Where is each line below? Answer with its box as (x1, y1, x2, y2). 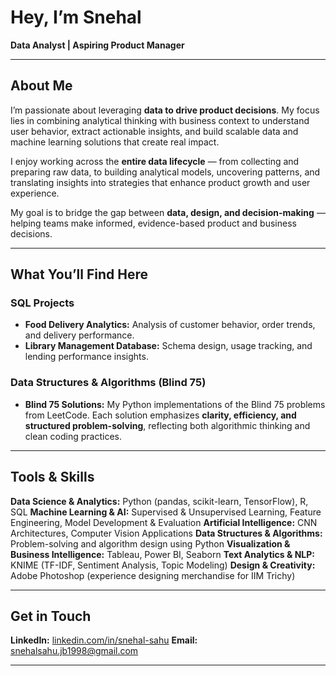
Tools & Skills (10, 469, 95, 486)
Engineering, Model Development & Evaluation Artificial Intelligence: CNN (10, 516, 318, 528)
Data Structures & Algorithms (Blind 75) (10, 376, 207, 390)
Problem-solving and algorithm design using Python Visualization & (10, 537, 291, 550)
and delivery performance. (24, 329, 135, 341)
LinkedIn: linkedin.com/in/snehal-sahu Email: (10, 634, 198, 646)
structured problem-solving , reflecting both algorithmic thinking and (24, 419, 311, 431)
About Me (10, 77, 73, 95)
